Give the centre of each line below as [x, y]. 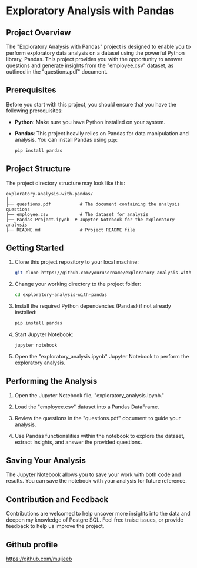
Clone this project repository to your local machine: [77, 262]
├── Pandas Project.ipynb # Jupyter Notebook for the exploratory [91, 220]
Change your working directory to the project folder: [78, 284]
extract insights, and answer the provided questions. [78, 442]
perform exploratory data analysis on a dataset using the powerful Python [96, 53]
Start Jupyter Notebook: [44, 334]
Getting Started [35, 248]
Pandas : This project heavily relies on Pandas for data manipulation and [102, 133]
